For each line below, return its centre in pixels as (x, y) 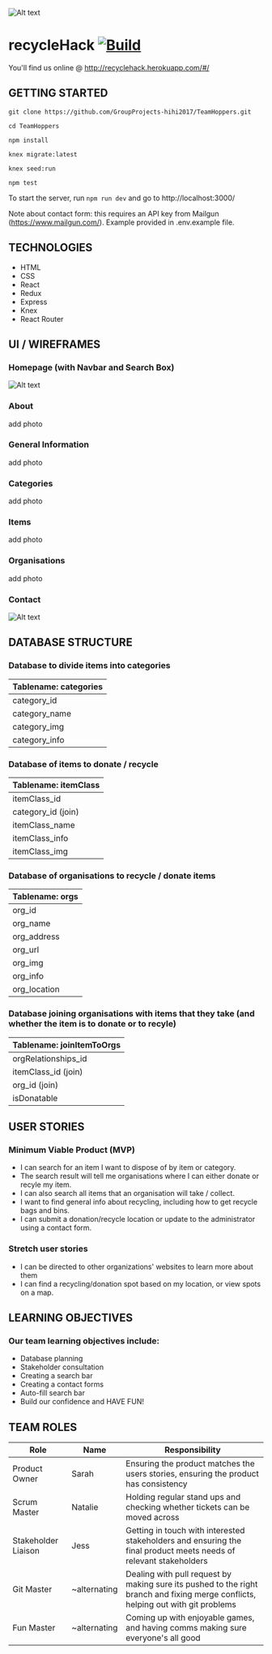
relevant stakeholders (166, 1561)
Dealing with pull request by (178, 1575)
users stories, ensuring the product (192, 1474)
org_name (32, 923)
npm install (28, 140)
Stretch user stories (48, 1249)
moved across (152, 1518)
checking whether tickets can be (187, 1507)
